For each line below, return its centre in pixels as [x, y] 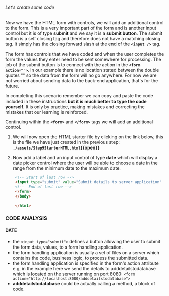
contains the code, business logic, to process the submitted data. [80, 258]
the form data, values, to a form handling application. [67, 247]
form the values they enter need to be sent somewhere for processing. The [83, 59]
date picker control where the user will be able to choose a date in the [85, 163]
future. [12, 86]
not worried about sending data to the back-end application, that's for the [82, 81]
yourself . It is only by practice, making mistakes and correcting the [75, 107]
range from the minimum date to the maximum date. [67, 168]
